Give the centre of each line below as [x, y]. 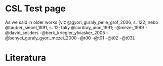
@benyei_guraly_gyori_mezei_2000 [41, 38]
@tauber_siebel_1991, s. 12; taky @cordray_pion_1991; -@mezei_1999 [75, 27]
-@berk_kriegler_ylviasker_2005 [72, 33]
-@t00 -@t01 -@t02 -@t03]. [107, 38]
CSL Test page [35, 9]
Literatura [26, 58]
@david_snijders [22, 33]
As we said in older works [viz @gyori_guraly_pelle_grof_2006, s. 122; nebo [81, 22]
